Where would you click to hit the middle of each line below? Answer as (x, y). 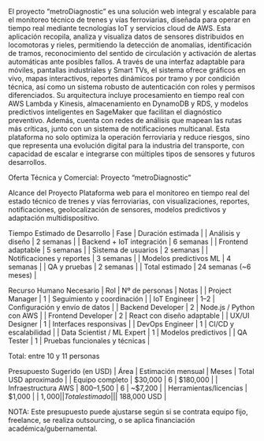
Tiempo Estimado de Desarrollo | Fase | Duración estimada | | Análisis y (124, 233)
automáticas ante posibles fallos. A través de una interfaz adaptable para (127, 62)
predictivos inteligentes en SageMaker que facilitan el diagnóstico (115, 112)
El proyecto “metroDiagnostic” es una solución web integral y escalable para (132, 11)
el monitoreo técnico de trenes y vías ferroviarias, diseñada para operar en (129, 20)
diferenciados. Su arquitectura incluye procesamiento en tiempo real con (126, 95)
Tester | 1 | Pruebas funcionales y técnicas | (79, 341)
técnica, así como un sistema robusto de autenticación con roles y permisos (132, 87)
